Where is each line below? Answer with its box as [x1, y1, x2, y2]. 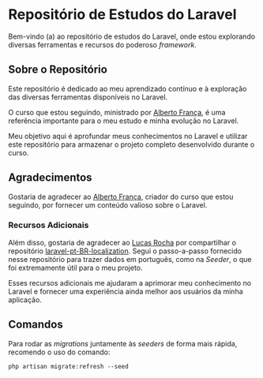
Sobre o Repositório [8, 63, 108, 77]
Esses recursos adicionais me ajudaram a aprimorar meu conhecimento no [8, 278, 251, 287]
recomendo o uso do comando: [8, 347, 111, 357]
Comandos [8, 318, 63, 331]
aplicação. [8, 294, 42, 305]
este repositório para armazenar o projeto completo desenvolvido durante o [8, 140, 255, 149]
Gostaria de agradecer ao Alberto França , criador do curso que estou [8, 192, 234, 201]
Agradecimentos [8, 171, 92, 185]
